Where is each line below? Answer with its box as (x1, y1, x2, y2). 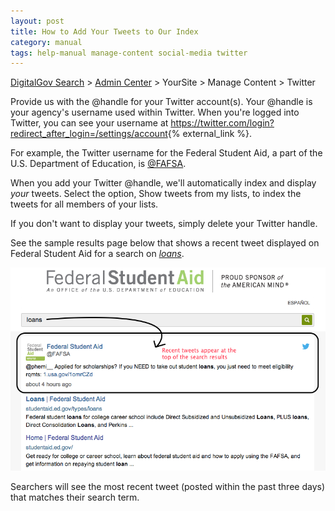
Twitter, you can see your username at (10, 117, 169, 129)
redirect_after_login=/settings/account (10, 128, 168, 140)
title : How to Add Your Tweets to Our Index (10, 26, 199, 37)
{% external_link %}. (167, 128, 253, 140)
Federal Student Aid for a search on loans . (10, 248, 185, 260)
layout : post (10, 16, 65, 26)
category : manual (10, 37, 83, 47)
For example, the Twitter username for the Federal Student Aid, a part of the (10, 147, 323, 159)
